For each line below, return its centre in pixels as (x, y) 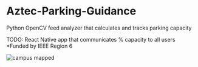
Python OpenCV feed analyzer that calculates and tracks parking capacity (99, 28)
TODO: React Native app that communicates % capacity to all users (91, 39)
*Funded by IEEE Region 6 (39, 46)
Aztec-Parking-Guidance (71, 11)
